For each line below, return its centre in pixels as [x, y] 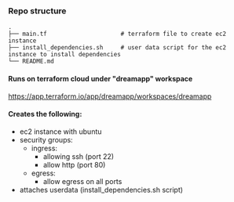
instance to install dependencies [65, 55]
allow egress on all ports [82, 181]
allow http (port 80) [74, 164]
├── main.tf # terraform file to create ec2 [117, 34]
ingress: [44, 148]
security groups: [46, 139]
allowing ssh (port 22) [79, 156]
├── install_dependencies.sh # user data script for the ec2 [117, 48]
